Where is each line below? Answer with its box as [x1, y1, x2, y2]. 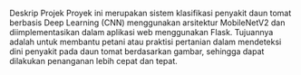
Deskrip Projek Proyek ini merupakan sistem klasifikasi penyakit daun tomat [9, 8, 292, 18]
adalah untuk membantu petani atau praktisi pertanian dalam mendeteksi [9, 36, 282, 47]
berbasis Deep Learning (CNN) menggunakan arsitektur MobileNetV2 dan [9, 17, 286, 28]
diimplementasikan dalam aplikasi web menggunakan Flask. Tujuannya [9, 27, 274, 37]
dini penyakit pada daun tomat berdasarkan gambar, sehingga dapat [9, 46, 265, 57]
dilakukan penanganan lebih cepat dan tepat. [9, 56, 179, 66]
